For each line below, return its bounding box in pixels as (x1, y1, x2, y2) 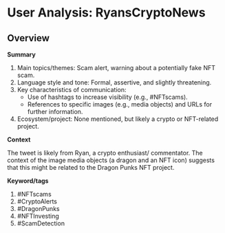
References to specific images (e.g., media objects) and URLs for (27, 100, 212, 108)
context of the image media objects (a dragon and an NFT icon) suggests (7, 156, 215, 164)
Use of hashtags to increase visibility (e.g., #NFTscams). (27, 93, 188, 101)
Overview (7, 32, 50, 44)
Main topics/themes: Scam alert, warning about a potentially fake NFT (17, 64, 215, 71)
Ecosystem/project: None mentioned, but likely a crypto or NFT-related (17, 115, 219, 123)
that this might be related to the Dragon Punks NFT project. (7, 164, 175, 171)
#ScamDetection (17, 219, 65, 228)
